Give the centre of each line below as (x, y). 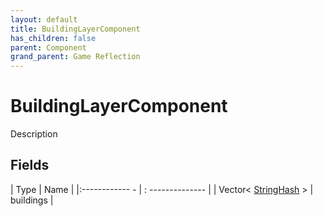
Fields (30, 165)
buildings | (32, 200)
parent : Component (48, 47)
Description (34, 134)
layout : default (44, 19)
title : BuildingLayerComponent (75, 29)
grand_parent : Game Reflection (75, 57)
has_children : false (53, 38)
